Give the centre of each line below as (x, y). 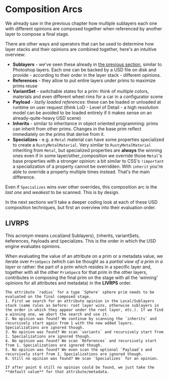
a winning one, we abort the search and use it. (57, 314)
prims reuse (25, 86)
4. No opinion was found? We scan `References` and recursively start (81, 341)
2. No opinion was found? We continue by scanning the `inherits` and (81, 319)
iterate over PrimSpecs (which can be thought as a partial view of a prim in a (84, 261)
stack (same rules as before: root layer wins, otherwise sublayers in (82, 305)
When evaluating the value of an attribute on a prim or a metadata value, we (84, 256)
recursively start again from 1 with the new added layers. (70, 323)
